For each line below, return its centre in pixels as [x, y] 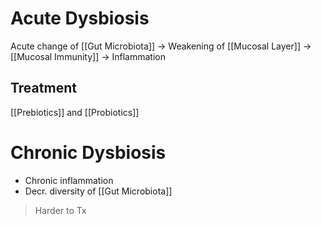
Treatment [43, 88]
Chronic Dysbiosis [88, 152]
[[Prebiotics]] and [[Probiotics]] [75, 112]
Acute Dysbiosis [80, 18]
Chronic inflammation [69, 180]
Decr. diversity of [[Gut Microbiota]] [98, 191]
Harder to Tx [60, 210]
